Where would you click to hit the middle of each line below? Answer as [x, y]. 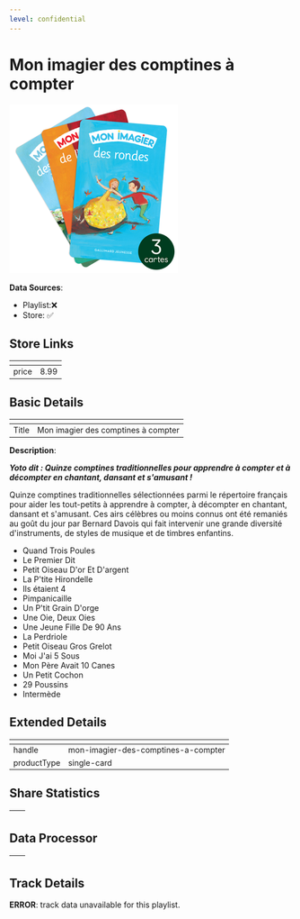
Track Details [47, 883]
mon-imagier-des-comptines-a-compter [147, 750]
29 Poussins [45, 684]
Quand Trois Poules [59, 550]
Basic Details [46, 402]
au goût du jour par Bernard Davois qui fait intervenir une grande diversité [146, 523]
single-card [90, 762]
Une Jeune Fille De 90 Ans [71, 627]
